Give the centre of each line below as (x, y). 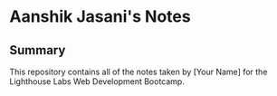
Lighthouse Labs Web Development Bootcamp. (97, 82)
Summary (38, 50)
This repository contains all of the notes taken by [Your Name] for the (138, 72)
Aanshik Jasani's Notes (100, 17)
